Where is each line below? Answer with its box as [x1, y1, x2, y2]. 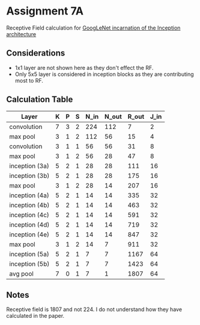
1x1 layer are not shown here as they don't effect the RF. [14, 64, 154, 71]
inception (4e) [9, 230, 50, 239]
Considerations [6, 48, 65, 58]
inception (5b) [9, 259, 50, 268]
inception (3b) [9, 171, 50, 180]
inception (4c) [9, 210, 50, 219]
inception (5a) [9, 250, 49, 258]
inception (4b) [9, 201, 50, 209]
